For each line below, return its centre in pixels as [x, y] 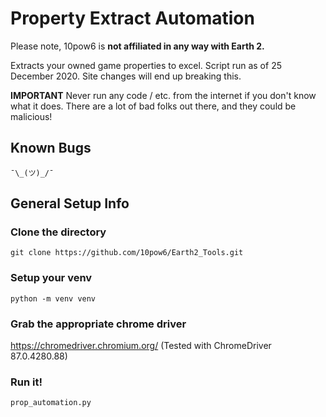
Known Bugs [51, 148]
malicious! [31, 116]
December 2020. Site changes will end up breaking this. [126, 76]
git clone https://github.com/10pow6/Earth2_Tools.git [127, 253]
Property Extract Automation [132, 18]
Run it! [26, 382]
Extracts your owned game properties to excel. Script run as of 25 [146, 65]
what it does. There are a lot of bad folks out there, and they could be [153, 106]
